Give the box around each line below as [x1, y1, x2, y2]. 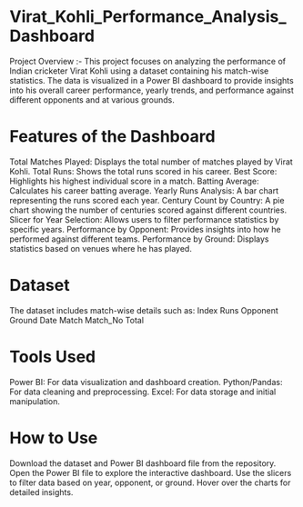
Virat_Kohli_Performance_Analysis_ [9, 6, 287, 27]
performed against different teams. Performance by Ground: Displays [9, 234, 269, 244]
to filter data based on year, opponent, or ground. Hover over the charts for [9, 477, 291, 488]
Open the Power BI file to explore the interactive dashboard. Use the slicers [9, 467, 292, 478]
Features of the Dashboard [9, 126, 216, 147]
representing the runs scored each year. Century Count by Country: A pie [9, 194, 285, 205]
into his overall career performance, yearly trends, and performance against [9, 84, 294, 95]
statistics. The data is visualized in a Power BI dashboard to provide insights [9, 75, 294, 85]
